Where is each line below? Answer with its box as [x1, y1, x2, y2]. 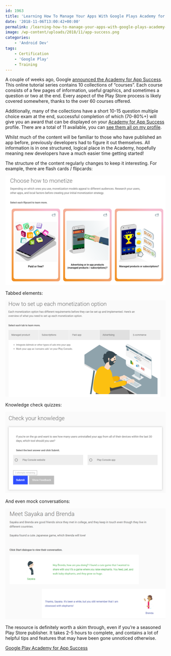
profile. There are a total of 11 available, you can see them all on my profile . [5, 124, 162, 130]
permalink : [5, 24, 28, 30]
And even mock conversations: [5, 498, 70, 504]
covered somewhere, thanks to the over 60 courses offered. [5, 98, 131, 104]
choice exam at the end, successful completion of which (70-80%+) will [5, 114, 157, 120]
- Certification [14, 51, 49, 56]
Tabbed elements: [5, 290, 43, 296]
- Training [14, 62, 38, 67]
